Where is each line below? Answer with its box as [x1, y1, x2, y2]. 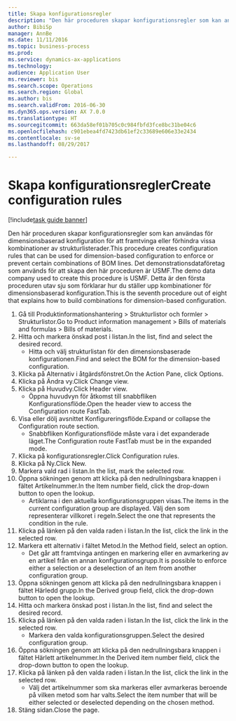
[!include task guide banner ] [8, 216, 88, 224]
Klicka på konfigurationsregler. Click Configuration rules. [18, 452, 179, 460]
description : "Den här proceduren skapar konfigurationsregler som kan [8, 17, 221, 24]
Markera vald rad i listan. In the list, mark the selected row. [18, 467, 185, 475]
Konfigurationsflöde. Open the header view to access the [28, 400, 192, 408]
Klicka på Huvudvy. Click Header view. [18, 384, 128, 394]
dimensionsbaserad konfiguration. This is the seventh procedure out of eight [8, 289, 227, 297]
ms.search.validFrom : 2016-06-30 [8, 102, 106, 109]
